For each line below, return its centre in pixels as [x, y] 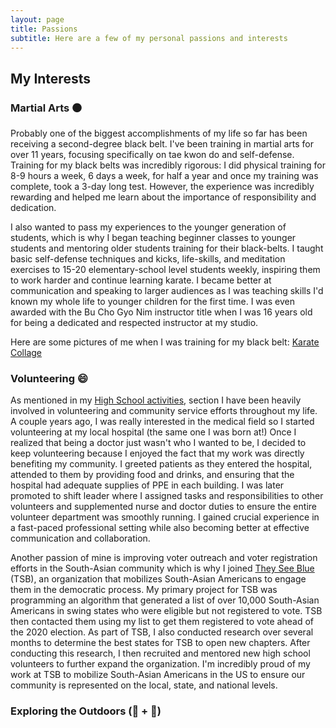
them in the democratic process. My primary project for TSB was [144, 590]
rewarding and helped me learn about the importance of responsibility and [163, 197]
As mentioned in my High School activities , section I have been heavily [156, 400]
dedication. [33, 208]
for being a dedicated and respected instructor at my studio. [134, 323]
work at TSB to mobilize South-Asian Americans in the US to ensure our [158, 675]
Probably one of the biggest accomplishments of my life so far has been [159, 133]
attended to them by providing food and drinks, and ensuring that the [152, 475]
